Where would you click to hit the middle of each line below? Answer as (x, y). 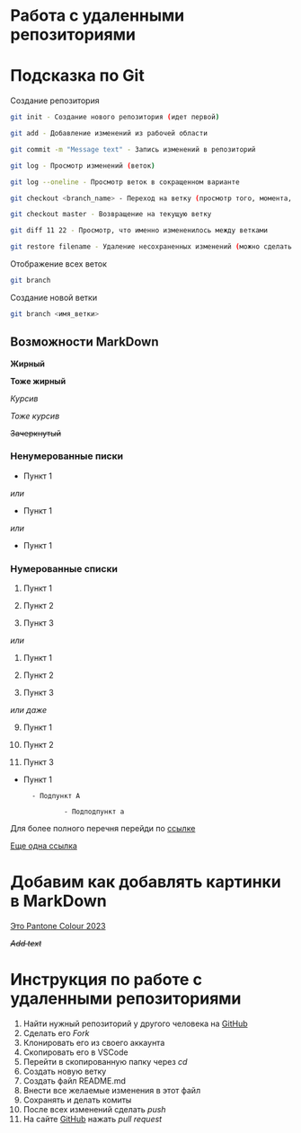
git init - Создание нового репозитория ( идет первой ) (115, 118)
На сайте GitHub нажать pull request (93, 1120)
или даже (29, 710)
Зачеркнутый (36, 433)
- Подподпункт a (94, 812)
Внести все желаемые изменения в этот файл (112, 1091)
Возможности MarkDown (85, 342)
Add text (26, 944)
